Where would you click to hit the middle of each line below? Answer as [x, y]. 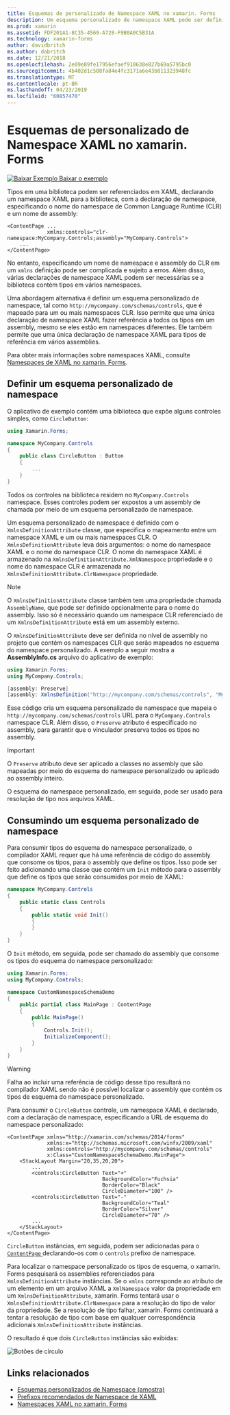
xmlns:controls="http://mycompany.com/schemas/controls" [130, 1150]
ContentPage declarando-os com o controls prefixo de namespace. [102, 1253]
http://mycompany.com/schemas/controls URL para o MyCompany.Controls [109, 715]
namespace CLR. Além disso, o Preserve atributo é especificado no [102, 723]
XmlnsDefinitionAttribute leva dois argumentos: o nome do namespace [109, 544]
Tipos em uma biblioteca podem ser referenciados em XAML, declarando [110, 191]
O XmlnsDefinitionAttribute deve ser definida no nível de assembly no [107, 635]
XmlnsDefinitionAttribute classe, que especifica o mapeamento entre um [112, 530]
